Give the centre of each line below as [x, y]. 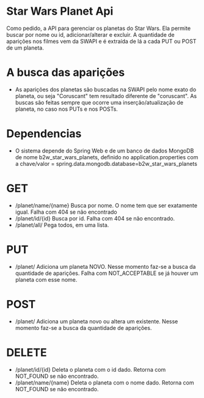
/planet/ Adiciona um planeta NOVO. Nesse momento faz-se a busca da [105, 266]
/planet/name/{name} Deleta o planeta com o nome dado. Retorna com [104, 382]
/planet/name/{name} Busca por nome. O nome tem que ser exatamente [106, 205]
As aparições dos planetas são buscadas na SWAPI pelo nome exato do [106, 89]
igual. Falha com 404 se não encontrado [66, 212]
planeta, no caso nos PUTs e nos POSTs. [66, 109]
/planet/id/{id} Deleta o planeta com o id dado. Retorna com [90, 369]
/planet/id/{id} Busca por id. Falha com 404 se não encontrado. [95, 218]
